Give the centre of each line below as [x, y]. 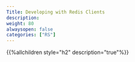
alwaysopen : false [30, 29]
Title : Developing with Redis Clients [56, 12]
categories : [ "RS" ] [31, 35]
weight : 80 [20, 23]
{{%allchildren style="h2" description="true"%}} [68, 52]
